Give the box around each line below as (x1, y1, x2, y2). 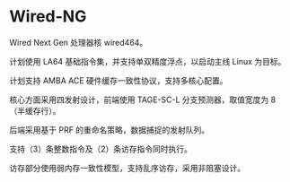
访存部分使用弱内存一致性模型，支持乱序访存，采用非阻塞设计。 (9, 162, 245, 173)
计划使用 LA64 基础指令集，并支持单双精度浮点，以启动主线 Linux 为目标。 (9, 56, 286, 66)
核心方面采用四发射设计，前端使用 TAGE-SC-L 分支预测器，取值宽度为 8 (9, 94, 277, 105)
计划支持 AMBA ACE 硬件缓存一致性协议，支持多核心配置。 (9, 74, 228, 86)
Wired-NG (9, 6, 87, 27)
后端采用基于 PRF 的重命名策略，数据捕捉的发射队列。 (9, 124, 210, 135)
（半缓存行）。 (9, 105, 61, 116)
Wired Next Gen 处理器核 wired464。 (9, 37, 148, 48)
